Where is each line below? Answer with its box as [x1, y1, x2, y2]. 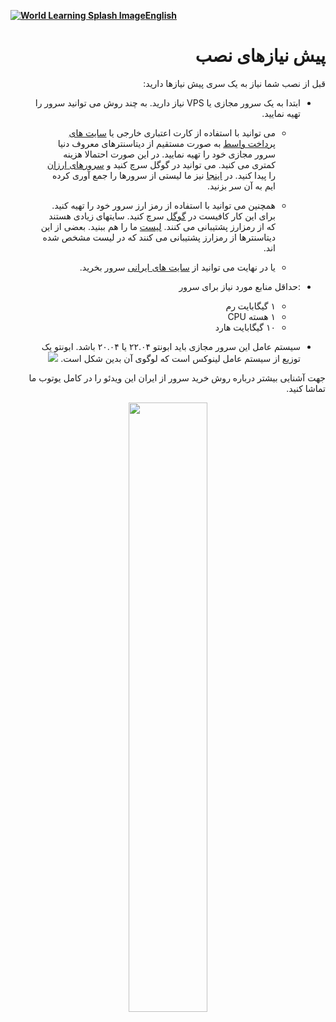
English [144, 10, 178, 21]
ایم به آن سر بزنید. [206, 180, 276, 192]
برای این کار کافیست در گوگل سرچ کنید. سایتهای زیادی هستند [48, 210, 276, 222]
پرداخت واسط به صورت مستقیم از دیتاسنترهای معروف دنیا [57, 137, 276, 149]
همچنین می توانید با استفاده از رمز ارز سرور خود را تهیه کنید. [51, 199, 276, 211]
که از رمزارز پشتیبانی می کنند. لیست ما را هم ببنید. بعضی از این [40, 220, 276, 232]
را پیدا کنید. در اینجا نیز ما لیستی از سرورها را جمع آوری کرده [52, 169, 276, 181]
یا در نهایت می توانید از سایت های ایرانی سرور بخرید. [79, 261, 276, 273]
